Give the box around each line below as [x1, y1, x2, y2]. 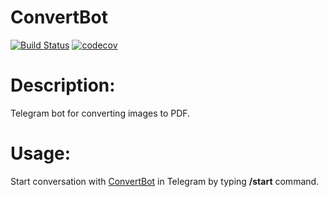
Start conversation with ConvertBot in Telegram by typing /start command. [10, 175, 320, 187]
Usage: [10, 142, 72, 165]
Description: [10, 74, 116, 97]
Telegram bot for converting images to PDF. [10, 107, 191, 119]
